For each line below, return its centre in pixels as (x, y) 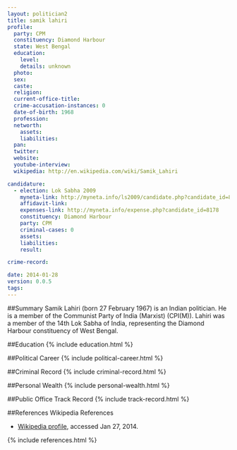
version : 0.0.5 (30, 282)
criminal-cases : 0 (47, 230)
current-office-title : (47, 99)
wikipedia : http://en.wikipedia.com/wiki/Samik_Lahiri (96, 171)
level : (30, 60)
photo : (23, 73)
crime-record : (28, 262)
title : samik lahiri (38, 20)
